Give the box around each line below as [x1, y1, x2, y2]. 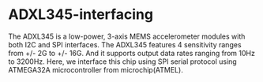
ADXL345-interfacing [8, 6, 154, 24]
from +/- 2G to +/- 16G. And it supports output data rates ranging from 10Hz [8, 48, 255, 58]
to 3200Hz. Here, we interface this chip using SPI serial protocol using [8, 57, 237, 66]
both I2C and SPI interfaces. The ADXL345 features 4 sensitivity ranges [8, 39, 242, 49]
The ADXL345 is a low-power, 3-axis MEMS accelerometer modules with [8, 32, 246, 41]
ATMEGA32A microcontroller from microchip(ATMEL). [8, 65, 183, 74]
